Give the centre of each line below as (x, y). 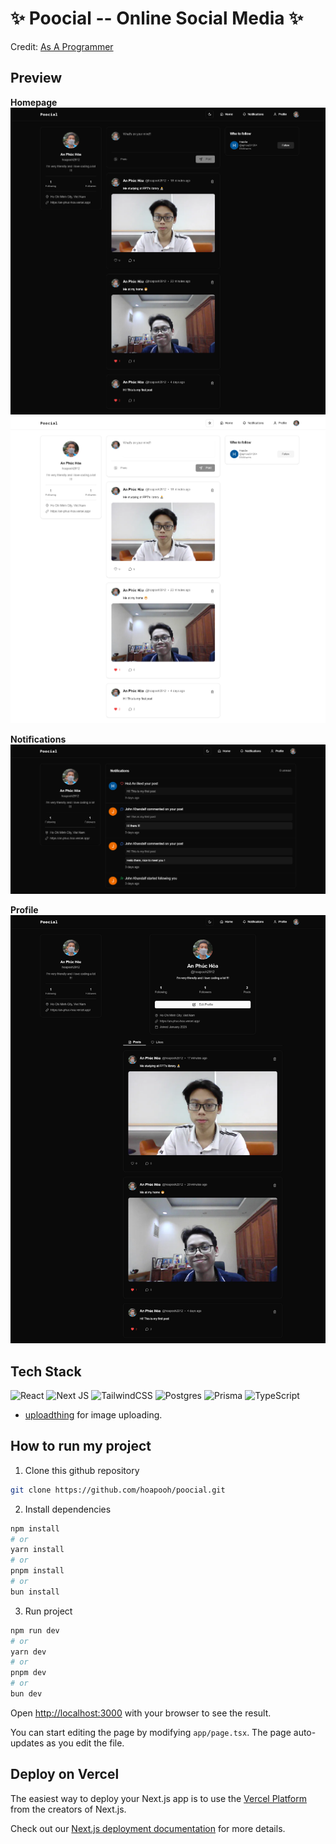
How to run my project (81, 1446)
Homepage (34, 102)
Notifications (38, 739)
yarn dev (28, 1652)
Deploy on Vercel (65, 1774)
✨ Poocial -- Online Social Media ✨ (157, 18)
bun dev (26, 1694)
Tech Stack (46, 1371)
